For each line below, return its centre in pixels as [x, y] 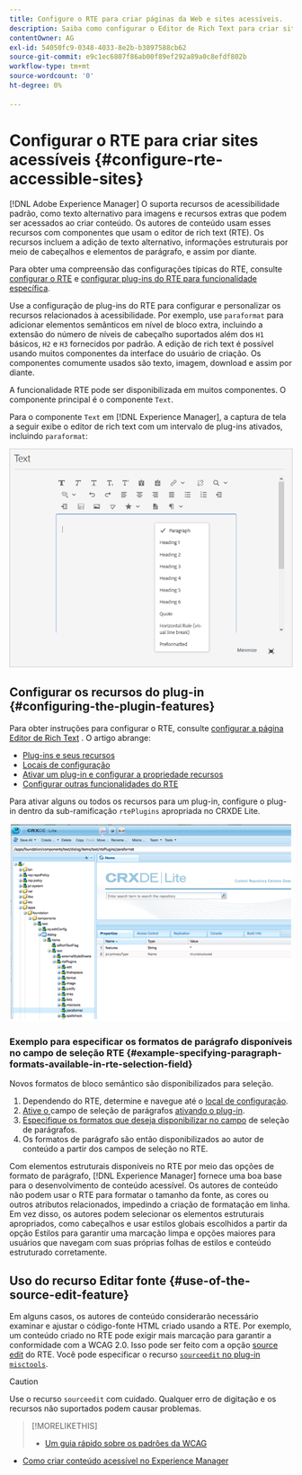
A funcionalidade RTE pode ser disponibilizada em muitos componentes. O [148, 389]
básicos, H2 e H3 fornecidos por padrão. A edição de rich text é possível [142, 344]
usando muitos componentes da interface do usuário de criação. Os [135, 353]
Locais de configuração [66, 764]
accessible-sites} [76, 179]
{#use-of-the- [210, 1280]
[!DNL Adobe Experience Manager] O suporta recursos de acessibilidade [145, 203]
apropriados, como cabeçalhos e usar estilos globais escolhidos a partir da [148, 1224]
